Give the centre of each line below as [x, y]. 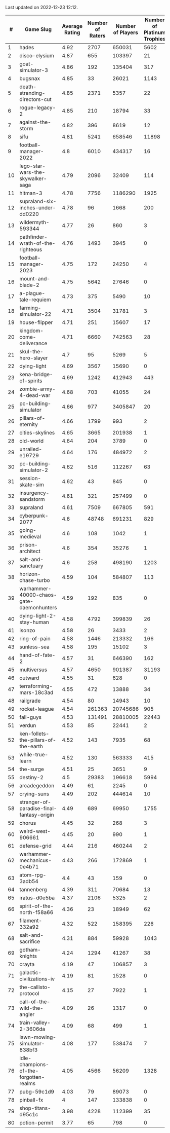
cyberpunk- [34, 516]
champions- [34, 1064]
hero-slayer [34, 358]
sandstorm [32, 499]
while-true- [34, 755]
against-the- [35, 122]
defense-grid [35, 846]
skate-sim [32, 485]
